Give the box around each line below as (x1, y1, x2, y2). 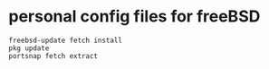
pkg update (8, 43, 50, 53)
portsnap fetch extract (8, 51, 99, 60)
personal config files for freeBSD (8, 6, 261, 27)
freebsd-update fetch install (8, 36, 123, 45)
